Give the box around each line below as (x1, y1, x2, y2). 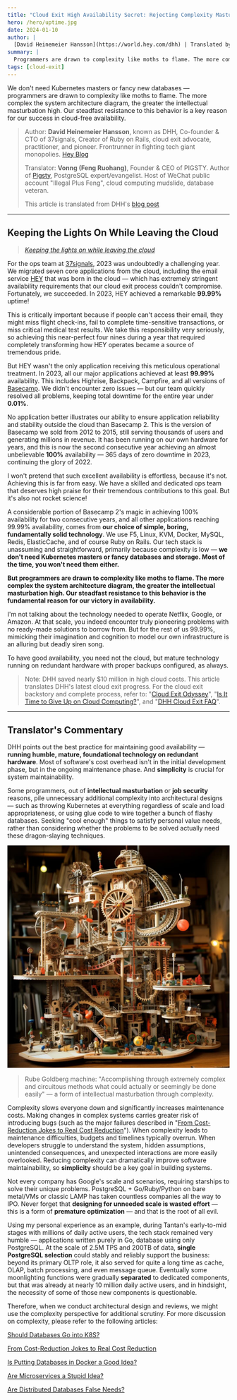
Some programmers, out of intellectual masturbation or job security (7, 787, 209, 795)
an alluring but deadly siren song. (7, 639, 104, 648)
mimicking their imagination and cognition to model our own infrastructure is (7, 632, 229, 641)
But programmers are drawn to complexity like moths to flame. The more (7, 574, 224, 582)
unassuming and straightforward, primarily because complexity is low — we (7, 545, 228, 553)
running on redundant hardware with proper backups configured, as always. (7, 660, 229, 670)
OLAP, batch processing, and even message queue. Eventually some (7, 1266, 207, 1274)
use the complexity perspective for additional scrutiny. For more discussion (7, 1310, 226, 1318)
